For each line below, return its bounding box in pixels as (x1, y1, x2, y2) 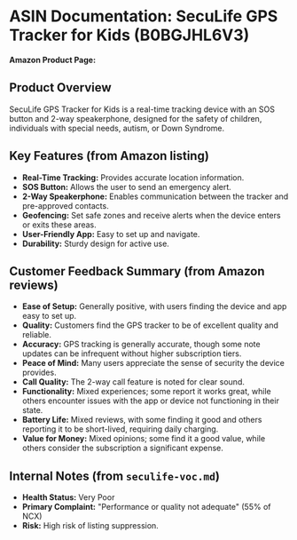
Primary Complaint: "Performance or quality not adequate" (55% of (21, 502, 271, 512)
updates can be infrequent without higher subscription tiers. (21, 348, 242, 359)
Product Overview (9, 80, 112, 95)
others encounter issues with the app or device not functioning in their (21, 395, 279, 406)
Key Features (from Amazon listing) (9, 148, 210, 163)
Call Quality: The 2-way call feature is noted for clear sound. (21, 377, 246, 387)
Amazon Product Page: (9, 54, 96, 65)
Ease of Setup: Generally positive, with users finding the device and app (21, 301, 287, 312)
